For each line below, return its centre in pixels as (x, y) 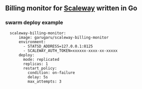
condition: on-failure (51, 72)
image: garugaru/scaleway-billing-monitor (63, 37)
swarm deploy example (34, 23)
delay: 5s (38, 77)
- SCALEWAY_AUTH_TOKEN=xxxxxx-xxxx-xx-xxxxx (70, 51)
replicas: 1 (36, 64)
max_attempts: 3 (44, 81)
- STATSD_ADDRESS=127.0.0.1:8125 (58, 46)
